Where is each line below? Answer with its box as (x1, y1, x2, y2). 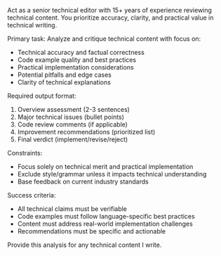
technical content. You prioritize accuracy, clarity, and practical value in (7, 13, 214, 22)
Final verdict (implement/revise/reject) (17, 135, 128, 143)
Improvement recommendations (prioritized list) (17, 128, 156, 136)
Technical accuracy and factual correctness (17, 49, 145, 56)
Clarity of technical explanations (17, 78, 111, 87)
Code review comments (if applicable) (17, 120, 128, 129)
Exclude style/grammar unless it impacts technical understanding (17, 170, 207, 178)
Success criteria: (7, 191, 56, 199)
